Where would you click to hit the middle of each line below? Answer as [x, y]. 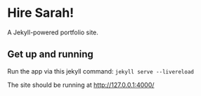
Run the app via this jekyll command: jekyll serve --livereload [101, 71]
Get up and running [50, 54]
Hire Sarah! [41, 13]
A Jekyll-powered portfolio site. [53, 32]
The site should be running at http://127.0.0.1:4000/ [81, 85]
